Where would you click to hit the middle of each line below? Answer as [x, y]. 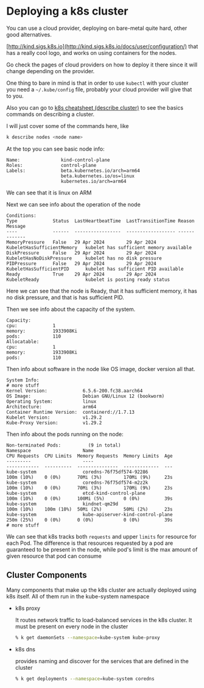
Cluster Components [47, 575]
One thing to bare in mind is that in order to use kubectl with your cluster [97, 83]
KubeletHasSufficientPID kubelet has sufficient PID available [95, 269]
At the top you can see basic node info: [55, 149]
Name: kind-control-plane [58, 160]
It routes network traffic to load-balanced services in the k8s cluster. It [104, 620]
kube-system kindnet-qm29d [62, 504]
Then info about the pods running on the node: [65, 434]
